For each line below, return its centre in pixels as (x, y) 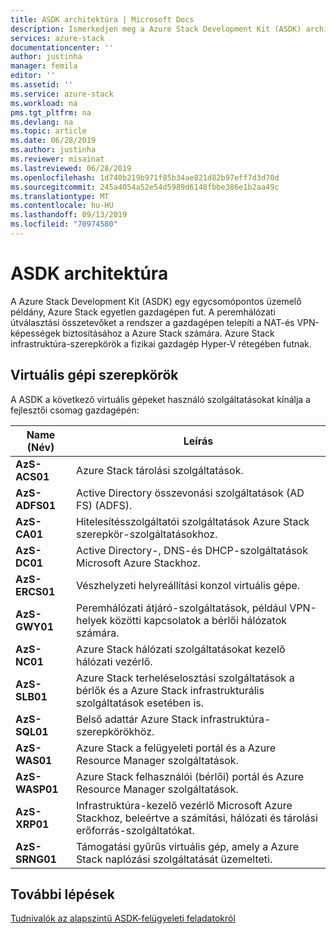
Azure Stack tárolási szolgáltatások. (159, 470)
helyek (91, 620)
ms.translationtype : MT (60, 196)
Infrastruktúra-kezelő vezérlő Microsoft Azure (184, 805)
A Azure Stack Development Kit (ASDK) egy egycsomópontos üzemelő (156, 301)
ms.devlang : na (42, 122)
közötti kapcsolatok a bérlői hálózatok (198, 620)
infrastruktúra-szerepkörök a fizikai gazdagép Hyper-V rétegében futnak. (161, 343)
